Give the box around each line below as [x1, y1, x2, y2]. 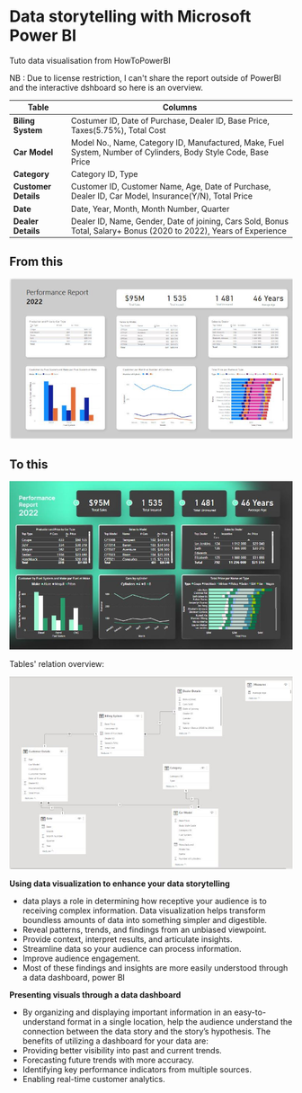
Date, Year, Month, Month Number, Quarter [70, 203, 230, 214]
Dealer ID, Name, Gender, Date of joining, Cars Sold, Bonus [70, 216, 289, 227]
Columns [163, 102, 198, 113]
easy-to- [233, 1007, 267, 1017]
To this [9, 457, 49, 472]
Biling [13, 115, 36, 126]
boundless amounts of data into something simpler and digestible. [22, 915, 268, 926]
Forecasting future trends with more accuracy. [22, 1054, 195, 1066]
